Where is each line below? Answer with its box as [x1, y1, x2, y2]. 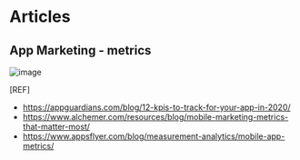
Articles [9, 6, 71, 27]
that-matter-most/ [22, 121, 91, 132]
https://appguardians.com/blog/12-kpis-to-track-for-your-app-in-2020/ [22, 102, 291, 113]
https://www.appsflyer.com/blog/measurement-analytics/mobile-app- [22, 131, 285, 142]
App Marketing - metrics [9, 43, 152, 58]
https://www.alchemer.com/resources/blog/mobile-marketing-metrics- [22, 112, 289, 122]
